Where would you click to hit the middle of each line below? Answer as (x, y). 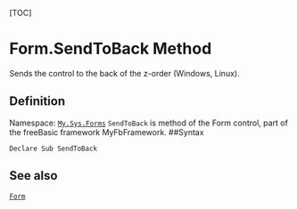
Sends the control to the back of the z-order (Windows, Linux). (124, 73)
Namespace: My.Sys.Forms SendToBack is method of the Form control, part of (148, 123)
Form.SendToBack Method (111, 49)
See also (33, 176)
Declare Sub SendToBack (54, 149)
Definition (37, 101)
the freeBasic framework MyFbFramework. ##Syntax (107, 132)
